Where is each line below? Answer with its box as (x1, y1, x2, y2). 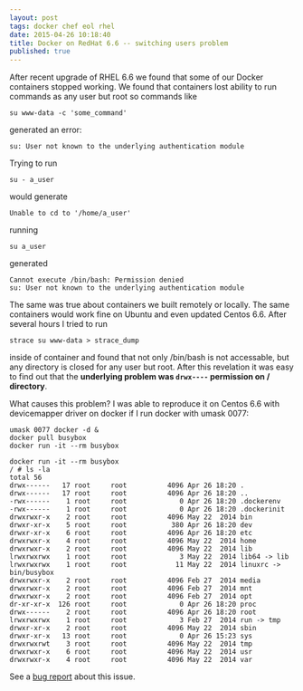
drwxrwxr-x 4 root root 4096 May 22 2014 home (9, 536, 257, 546)
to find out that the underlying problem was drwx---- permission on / (9, 371, 270, 382)
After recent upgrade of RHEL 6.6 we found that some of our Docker (9, 72, 264, 82)
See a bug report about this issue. (9, 671, 136, 682)
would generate (9, 191, 68, 202)
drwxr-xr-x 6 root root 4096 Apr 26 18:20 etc (9, 529, 253, 538)
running (9, 225, 39, 235)
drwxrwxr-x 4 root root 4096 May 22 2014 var (9, 656, 253, 665)
